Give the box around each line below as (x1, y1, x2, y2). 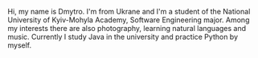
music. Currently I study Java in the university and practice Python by (7, 32, 239, 41)
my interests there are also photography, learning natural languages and (7, 24, 247, 33)
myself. (7, 41, 32, 50)
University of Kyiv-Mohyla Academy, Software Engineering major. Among (7, 15, 250, 25)
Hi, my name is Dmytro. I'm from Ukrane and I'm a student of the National (7, 7, 251, 16)
